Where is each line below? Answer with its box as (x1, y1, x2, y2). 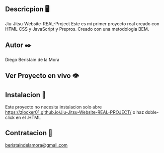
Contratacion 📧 (5, 129, 53, 137)
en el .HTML (15, 114, 41, 120)
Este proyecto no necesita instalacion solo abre (5, 104, 102, 110)
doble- (145, 109, 159, 115)
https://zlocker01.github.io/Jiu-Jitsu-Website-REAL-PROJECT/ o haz (5, 109, 144, 115)
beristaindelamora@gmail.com (5, 142, 68, 148)
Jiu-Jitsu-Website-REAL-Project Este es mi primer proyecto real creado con (5, 20, 160, 27)
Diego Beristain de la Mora (5, 56, 60, 62)
